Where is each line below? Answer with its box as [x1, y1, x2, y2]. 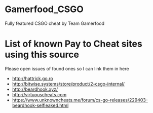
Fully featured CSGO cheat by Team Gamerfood [5, 20, 105, 26]
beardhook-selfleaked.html [12, 102, 69, 108]
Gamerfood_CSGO [5, 4, 84, 15]
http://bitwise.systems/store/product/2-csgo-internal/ [12, 81, 125, 87]
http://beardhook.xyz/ [12, 86, 58, 92]
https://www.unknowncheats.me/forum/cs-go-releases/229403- [12, 97, 148, 103]
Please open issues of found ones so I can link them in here [5, 65, 129, 71]
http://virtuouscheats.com [12, 91, 67, 97]
